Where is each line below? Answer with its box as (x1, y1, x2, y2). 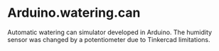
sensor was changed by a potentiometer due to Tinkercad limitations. (7, 35, 210, 43)
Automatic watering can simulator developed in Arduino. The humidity (7, 28, 212, 36)
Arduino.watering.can (7, 5, 141, 21)
